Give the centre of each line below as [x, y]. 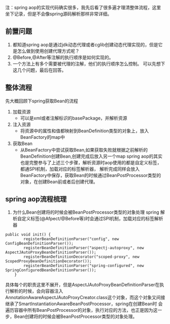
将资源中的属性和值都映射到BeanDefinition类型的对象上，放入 [84, 131]
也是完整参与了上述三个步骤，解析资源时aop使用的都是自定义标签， [91, 162]
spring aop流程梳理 [36, 199]
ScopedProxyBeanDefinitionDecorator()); [49, 261]
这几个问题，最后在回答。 [39, 70]
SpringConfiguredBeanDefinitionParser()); [51, 270]
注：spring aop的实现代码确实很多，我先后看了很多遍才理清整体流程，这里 [83, 7]
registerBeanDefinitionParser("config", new [71, 239]
